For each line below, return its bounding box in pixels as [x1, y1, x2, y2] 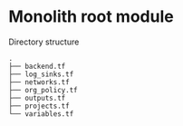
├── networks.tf [8, 77, 70, 87]
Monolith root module [8, 6, 174, 27]
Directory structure [8, 36, 80, 47]
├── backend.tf [8, 62, 66, 71]
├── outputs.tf [8, 93, 66, 102]
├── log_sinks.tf [8, 70, 74, 79]
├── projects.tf [8, 102, 70, 111]
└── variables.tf [8, 109, 74, 119]
